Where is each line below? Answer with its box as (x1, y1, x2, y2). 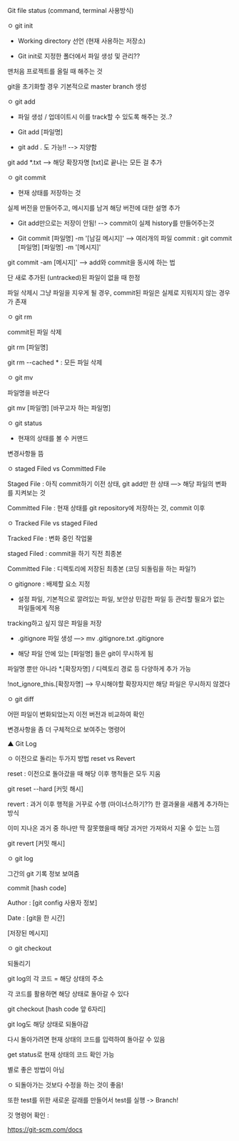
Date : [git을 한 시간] (7, 914, 66, 922)
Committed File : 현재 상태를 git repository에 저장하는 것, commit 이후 (7, 504, 205, 512)
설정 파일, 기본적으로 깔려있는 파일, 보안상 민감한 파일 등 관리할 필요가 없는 (17, 595, 225, 603)
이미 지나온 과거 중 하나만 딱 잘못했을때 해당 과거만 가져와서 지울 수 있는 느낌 (7, 824, 220, 832)
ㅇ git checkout (7, 944, 52, 952)
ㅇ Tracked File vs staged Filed (7, 519, 98, 527)
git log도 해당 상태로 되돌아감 (7, 1020, 89, 1028)
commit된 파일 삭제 (7, 328, 62, 336)
